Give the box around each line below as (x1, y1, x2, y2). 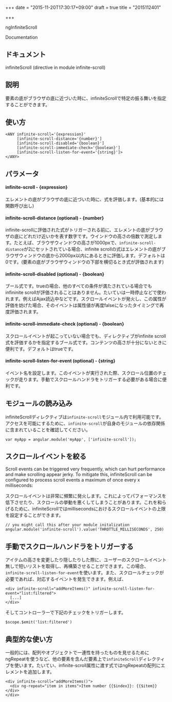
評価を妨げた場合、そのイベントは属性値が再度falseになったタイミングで (5, 302, 160, 309)
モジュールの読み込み (5, 399, 73, 408)
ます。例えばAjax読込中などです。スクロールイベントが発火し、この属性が (9, 296, 167, 302)
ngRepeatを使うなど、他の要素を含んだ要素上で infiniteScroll (5, 656, 139, 662)
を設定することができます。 (5, 512, 64, 518)
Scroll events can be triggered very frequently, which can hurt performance (5, 466, 165, 472)
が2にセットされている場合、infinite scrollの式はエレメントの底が (24, 246, 162, 252)
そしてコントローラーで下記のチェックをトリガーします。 (5, 610, 126, 616)
